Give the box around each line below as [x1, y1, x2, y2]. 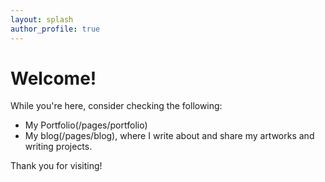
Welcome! [10, 67, 97, 90]
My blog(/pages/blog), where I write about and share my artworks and [24, 130, 315, 142]
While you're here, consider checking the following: [10, 100, 223, 112]
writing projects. [24, 141, 93, 153]
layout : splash [10, 14, 74, 25]
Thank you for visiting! [10, 160, 103, 172]
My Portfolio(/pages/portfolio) [24, 119, 148, 131]
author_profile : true [10, 24, 101, 34]
